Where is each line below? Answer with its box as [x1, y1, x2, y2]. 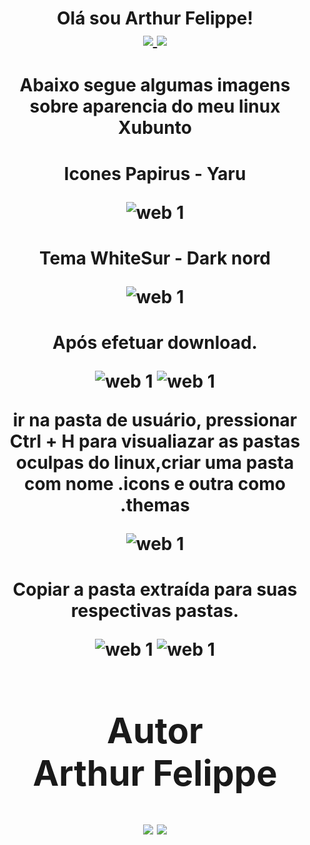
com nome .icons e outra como [23, 472, 287, 495]
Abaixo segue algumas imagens [19, 74, 291, 97]
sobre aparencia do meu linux [29, 95, 281, 118]
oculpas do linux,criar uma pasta [15, 451, 295, 474]
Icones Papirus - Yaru [63, 162, 247, 185]
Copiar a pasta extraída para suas [12, 578, 298, 601]
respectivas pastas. [70, 600, 240, 622]
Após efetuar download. [52, 331, 258, 354]
